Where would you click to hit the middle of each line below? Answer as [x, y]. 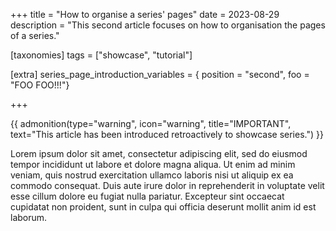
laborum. [29, 217]
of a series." [35, 35]
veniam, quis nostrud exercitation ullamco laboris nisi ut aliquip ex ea [152, 175]
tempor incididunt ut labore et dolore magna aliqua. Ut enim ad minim [153, 164]
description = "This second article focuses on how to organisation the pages [168, 25]
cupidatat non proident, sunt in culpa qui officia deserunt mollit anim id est [163, 207]
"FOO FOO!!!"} [40, 85]
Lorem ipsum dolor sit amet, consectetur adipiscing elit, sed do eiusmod [159, 153]
